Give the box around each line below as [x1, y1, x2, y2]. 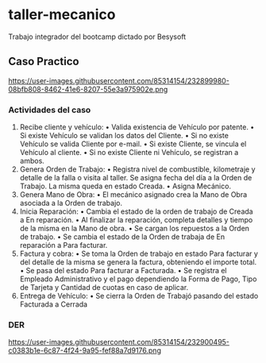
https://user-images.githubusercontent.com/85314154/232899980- [8, 75, 230, 85]
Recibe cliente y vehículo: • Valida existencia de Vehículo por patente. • [19, 122, 255, 132]
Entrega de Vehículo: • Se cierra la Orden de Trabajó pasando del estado [19, 292, 259, 301]
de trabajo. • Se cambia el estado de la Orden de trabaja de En [19, 232, 225, 241]
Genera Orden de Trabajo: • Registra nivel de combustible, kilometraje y [19, 164, 256, 174]
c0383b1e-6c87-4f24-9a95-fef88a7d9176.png [8, 346, 161, 355]
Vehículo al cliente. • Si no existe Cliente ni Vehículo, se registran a [19, 148, 239, 157]
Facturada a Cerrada [19, 299, 88, 309]
